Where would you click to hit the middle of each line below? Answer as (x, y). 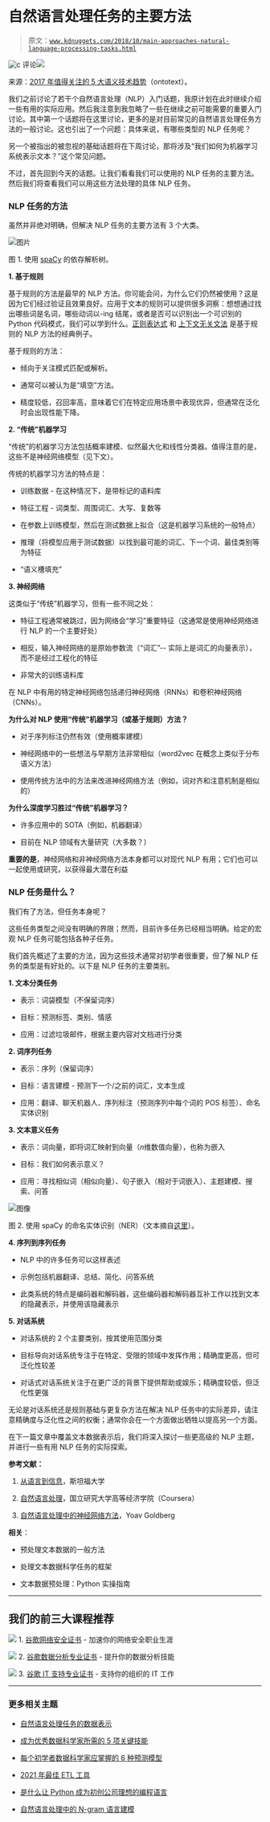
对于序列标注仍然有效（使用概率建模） (83, 737)
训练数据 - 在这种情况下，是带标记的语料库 (91, 491)
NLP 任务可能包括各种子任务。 (67, 938)
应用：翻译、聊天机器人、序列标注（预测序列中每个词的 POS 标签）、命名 (140, 1102)
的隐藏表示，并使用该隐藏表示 (69, 1303)
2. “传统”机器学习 (37, 430)
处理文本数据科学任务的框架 (66, 1566)
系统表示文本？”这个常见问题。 (59, 156)
